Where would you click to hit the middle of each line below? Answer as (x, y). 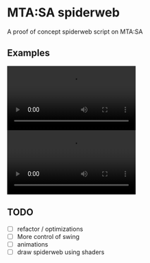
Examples (28, 53)
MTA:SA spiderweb (63, 13)
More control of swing (48, 236)
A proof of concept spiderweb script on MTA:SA (75, 32)
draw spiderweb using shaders (61, 252)
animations (33, 244)
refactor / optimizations (50, 229)
